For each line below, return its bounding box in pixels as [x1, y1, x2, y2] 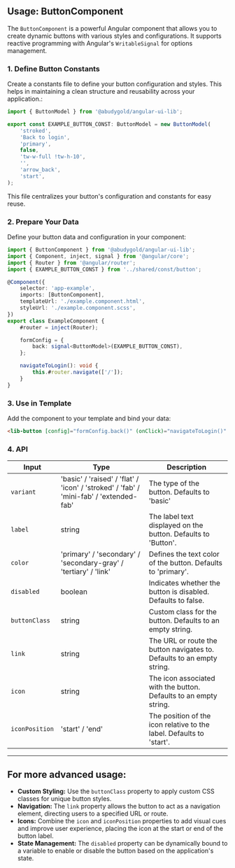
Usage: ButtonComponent [7, 6, 124, 17]
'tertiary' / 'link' [60, 567, 111, 576]
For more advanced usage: [7, 769, 127, 781]
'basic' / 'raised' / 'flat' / [60, 474, 139, 484]
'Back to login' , [20, 134, 71, 141]
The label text [148, 512, 194, 522]
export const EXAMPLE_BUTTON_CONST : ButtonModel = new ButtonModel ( [7, 120, 211, 128]
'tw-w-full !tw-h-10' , [20, 153, 86, 160]
